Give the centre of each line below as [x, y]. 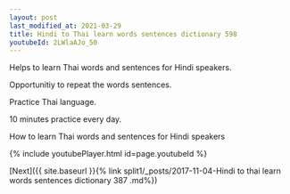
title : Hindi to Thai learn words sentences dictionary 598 [124, 34]
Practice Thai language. [53, 102]
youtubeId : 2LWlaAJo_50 [54, 42]
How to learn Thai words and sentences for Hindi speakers [117, 137]
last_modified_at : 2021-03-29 [66, 26]
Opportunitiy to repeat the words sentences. [91, 85]
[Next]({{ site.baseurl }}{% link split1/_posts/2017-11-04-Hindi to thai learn [145, 171]
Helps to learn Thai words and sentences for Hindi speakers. [120, 68]
